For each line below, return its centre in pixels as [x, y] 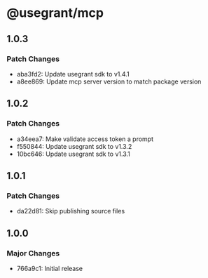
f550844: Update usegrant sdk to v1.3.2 [74, 146]
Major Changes [33, 253]
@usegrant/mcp [55, 13]
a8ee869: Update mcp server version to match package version [109, 81]
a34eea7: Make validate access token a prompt [85, 139]
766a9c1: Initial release [50, 268]
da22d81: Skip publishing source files [71, 211]
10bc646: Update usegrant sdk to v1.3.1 [74, 154]
